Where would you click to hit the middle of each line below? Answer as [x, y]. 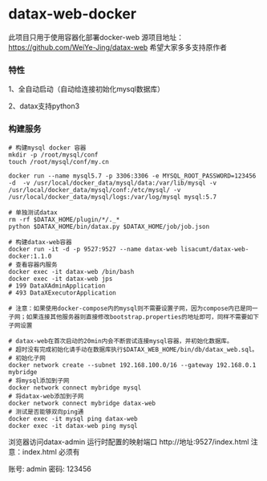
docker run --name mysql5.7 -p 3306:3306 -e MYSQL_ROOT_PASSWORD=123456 [132, 176]
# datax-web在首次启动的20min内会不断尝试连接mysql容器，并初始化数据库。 [121, 341]
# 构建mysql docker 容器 [47, 148]
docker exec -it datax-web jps [61, 279]
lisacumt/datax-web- [214, 249]
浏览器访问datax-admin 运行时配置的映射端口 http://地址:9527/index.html [129, 442]
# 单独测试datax [33, 212]
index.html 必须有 [51, 451]
